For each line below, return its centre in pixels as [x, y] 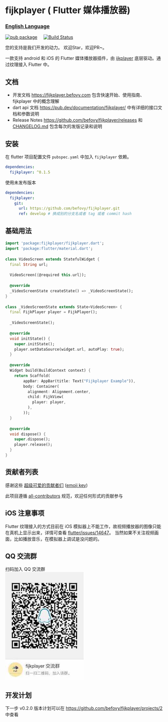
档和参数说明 [26, 114]
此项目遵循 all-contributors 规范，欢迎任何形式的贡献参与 [64, 496]
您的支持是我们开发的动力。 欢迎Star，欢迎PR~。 [56, 48]
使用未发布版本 [21, 182]
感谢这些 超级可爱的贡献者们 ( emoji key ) [46, 485]
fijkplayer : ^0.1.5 [30, 172]
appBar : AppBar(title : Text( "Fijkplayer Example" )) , [79, 381]
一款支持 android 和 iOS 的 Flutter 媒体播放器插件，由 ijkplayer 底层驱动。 [81, 58]
